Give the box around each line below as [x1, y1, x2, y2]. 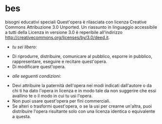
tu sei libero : [12, 44, 37, 50]
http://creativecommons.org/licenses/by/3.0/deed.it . [5, 35, 110, 40]
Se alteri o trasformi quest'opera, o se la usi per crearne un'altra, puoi [12, 103, 152, 109]
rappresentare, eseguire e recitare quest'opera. [12, 58, 108, 64]
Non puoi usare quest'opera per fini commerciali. [12, 98, 110, 104]
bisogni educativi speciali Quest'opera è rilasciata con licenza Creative [5, 19, 147, 25]
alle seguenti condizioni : [12, 73, 61, 79]
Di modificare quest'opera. [12, 64, 66, 70]
